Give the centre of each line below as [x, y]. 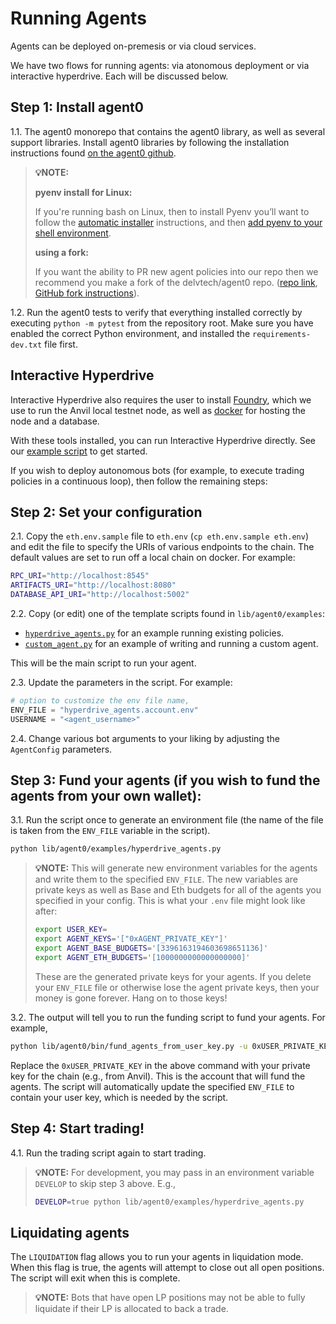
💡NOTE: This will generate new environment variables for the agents [176, 868]
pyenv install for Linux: [83, 192]
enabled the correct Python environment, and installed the [130, 333]
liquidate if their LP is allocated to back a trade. [131, 1309]
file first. [61, 344]
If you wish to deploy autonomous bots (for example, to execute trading [157, 470]
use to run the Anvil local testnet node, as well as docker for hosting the [158, 410]
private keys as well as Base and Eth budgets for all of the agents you [178, 890]
